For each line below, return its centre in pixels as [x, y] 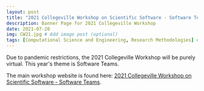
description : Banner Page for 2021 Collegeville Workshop [81, 23]
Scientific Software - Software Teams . [54, 82]
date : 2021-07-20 [28, 29]
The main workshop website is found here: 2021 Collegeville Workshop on [99, 76]
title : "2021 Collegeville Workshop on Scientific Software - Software [99, 18]
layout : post [23, 12]
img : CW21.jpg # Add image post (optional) [62, 35]
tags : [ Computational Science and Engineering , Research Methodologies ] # [103, 40]
